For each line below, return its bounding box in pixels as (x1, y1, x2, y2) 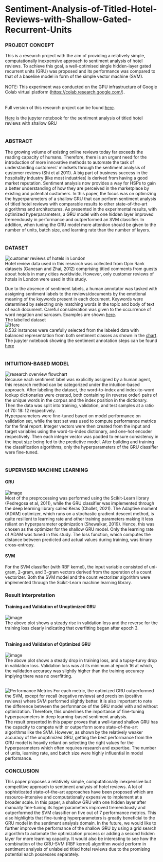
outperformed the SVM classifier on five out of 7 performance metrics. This (5, 810, 157, 816)
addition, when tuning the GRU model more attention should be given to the (5, 222, 157, 227)
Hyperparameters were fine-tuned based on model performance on (5, 413, 141, 419)
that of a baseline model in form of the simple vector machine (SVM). (5, 73, 144, 79)
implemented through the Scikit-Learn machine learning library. (5, 579, 132, 585)
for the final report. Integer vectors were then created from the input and (5, 423, 150, 429)
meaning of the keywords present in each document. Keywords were (5, 296, 144, 302)
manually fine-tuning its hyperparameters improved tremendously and (5, 805, 146, 811)
